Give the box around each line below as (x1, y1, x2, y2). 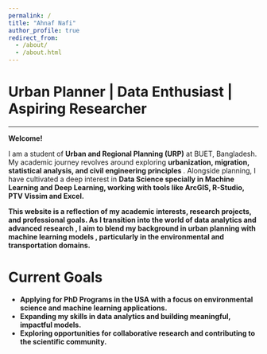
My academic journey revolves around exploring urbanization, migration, (8, 157, 250, 167)
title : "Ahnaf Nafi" (8, 19, 77, 27)
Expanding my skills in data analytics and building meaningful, (19, 311, 231, 321)
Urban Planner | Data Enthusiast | (8, 83, 233, 101)
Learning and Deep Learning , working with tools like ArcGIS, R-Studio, (8, 182, 245, 192)
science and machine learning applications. (19, 303, 168, 313)
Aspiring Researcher (8, 100, 147, 118)
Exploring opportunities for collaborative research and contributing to (19, 328, 256, 338)
